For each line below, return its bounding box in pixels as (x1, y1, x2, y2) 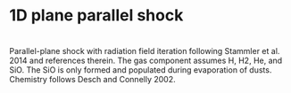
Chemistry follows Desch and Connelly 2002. (9, 74, 176, 85)
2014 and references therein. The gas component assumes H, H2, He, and (9, 55, 283, 66)
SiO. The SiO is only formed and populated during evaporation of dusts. (9, 65, 272, 75)
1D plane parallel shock (9, 5, 184, 26)
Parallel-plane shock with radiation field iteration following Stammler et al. (9, 46, 280, 57)
